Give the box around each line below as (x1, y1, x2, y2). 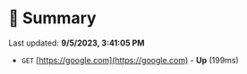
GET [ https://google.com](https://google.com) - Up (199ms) (21, 54, 239, 65)
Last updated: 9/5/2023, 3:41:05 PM (8, 37, 145, 48)
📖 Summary (8, 8, 97, 29)
